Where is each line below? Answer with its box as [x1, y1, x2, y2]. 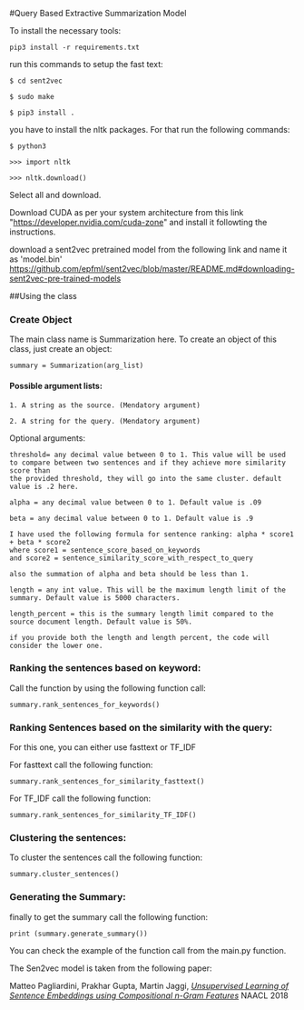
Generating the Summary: [9, 891, 127, 904]
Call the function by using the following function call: [9, 682, 206, 694]
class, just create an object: [9, 344, 113, 355]
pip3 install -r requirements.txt [9, 43, 141, 52]
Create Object [9, 313, 73, 325]
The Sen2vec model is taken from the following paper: [9, 963, 212, 974]
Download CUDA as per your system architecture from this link [9, 207, 244, 217]
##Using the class [9, 291, 77, 301]
